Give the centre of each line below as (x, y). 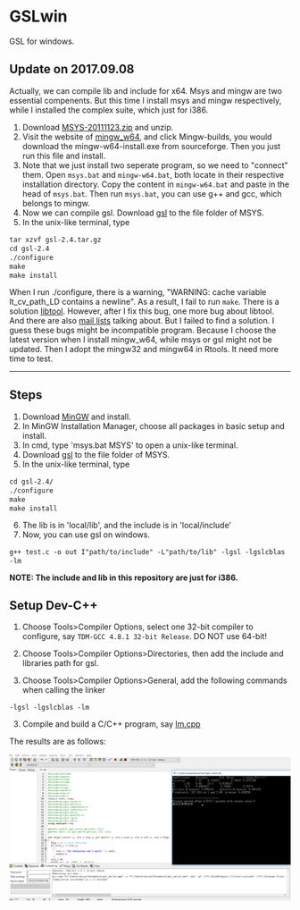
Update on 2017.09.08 (72, 69)
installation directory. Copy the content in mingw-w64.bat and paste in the (156, 184)
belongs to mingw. (56, 203)
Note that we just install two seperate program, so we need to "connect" (155, 165)
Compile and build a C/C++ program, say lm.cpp (111, 724)
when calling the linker (63, 690)
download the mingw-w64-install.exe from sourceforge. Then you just (151, 146)
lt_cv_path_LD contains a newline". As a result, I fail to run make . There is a (144, 301)
